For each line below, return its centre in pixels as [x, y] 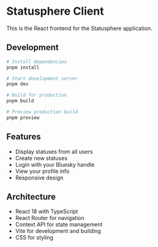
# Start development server [42, 78]
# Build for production [37, 95]
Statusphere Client [55, 11]
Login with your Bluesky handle [55, 164]
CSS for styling [34, 238]
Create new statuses [41, 158]
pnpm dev [17, 84]
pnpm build [20, 101]
